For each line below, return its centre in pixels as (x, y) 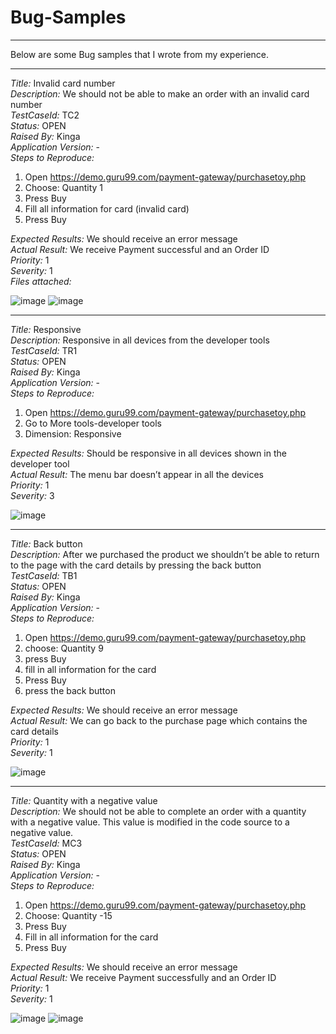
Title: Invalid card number (63, 83)
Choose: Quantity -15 (68, 915)
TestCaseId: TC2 (45, 115)
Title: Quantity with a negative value (84, 800)
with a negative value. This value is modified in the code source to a (150, 822)
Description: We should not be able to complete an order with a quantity (158, 811)
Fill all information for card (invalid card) (107, 208)
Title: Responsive (46, 329)
